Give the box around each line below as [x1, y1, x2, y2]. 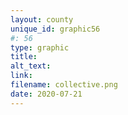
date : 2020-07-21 [10, 89, 83, 99]
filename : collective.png [10, 80, 118, 90]
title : [10, 52, 38, 62]
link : [10, 71, 33, 81]
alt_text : [10, 61, 52, 71]
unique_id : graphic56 [10, 24, 101, 34]
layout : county [10, 14, 74, 25]
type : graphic [10, 42, 70, 53]
